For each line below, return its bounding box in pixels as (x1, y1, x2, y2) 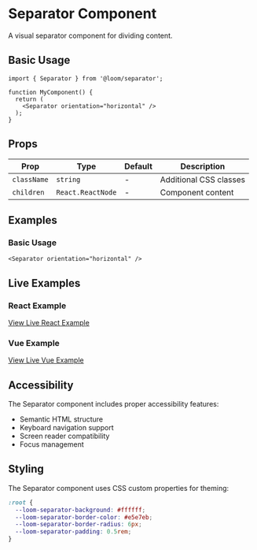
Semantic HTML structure (19, 414, 104, 424)
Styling (8, 463, 45, 476)
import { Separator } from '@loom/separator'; (8, 74, 163, 83)
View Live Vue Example (8, 355, 84, 365)
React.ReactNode (56, 188, 117, 197)
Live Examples (8, 277, 81, 290)
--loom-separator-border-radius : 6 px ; (15, 521, 143, 529)
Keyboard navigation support (19, 423, 114, 433)
